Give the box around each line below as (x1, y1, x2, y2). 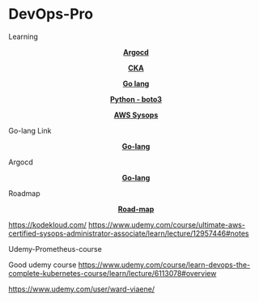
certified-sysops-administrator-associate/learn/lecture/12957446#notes (8, 228, 249, 238)
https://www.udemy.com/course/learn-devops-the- (78, 260, 251, 270)
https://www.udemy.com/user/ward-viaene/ (8, 284, 155, 294)
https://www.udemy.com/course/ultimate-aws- (88, 219, 245, 229)
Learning (8, 32, 39, 41)
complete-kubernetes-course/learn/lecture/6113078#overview (8, 268, 217, 278)
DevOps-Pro (8, 5, 94, 23)
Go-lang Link (8, 125, 52, 135)
